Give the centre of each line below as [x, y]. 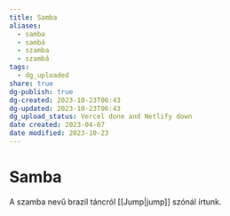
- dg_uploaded [43, 76]
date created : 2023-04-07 [57, 125]
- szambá [33, 59]
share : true [31, 84]
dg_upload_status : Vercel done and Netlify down [101, 116]
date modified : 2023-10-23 [59, 133]
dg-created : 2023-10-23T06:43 [65, 100]
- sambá [32, 42]
